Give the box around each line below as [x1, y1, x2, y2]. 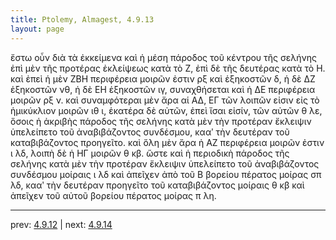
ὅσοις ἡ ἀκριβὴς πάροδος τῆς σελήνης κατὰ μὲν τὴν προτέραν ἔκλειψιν [10, 115, 312, 127]
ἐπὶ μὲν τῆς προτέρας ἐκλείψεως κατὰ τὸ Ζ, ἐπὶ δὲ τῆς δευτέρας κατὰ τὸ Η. [10, 62, 326, 74]
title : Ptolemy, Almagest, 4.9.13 [10, 14, 155, 25]
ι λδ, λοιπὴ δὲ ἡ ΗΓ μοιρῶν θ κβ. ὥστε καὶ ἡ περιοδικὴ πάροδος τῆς [10, 147, 290, 159]
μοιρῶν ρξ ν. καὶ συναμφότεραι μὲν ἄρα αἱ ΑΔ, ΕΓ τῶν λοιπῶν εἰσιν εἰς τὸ [10, 94, 320, 106]
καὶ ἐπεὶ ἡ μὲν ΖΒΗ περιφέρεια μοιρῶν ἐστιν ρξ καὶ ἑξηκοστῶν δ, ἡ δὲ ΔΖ [10, 72, 316, 85]
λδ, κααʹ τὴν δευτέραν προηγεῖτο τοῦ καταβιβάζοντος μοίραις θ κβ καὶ [10, 179, 305, 191]
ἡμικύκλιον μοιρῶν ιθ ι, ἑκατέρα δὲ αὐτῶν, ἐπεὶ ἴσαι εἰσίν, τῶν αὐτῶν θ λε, [10, 104, 323, 116]
